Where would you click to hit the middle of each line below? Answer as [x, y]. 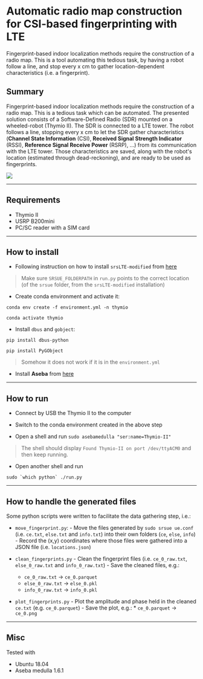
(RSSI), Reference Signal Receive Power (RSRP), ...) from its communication [101, 145]
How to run [27, 398]
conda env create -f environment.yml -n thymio [67, 307]
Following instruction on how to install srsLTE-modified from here [96, 266]
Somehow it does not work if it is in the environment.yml [90, 362]
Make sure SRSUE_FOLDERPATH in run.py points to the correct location [105, 278]
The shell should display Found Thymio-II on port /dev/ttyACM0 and [106, 448]
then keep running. [44, 455]
